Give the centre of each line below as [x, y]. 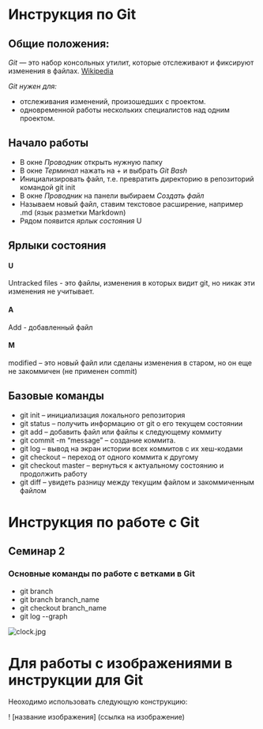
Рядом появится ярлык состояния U [81, 221]
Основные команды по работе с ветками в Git [101, 574]
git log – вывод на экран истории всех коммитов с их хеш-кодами [131, 448]
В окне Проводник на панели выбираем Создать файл [112, 196]
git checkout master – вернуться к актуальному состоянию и [122, 465]
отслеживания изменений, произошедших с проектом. [113, 101]
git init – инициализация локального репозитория [102, 415]
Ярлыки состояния [57, 246]
